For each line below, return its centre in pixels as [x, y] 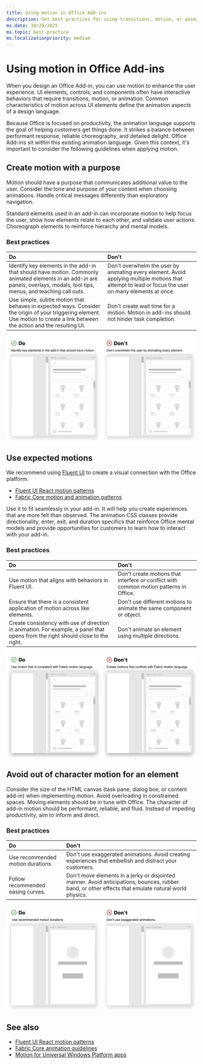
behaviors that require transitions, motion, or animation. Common [87, 99]
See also [23, 1027]
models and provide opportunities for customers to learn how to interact [96, 528]
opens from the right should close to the [59, 636]
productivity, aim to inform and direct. [53, 815]
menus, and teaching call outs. [47, 291]
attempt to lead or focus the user [148, 285]
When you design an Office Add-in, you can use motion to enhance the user [101, 86]
